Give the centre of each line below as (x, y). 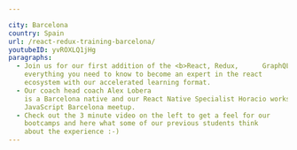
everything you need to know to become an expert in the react (144, 75)
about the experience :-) (72, 132)
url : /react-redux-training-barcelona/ (82, 41)
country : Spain (36, 33)
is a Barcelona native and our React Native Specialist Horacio (145, 99)
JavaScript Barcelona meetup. (80, 107)
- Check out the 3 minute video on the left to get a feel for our (144, 116)
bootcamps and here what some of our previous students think (141, 124)
